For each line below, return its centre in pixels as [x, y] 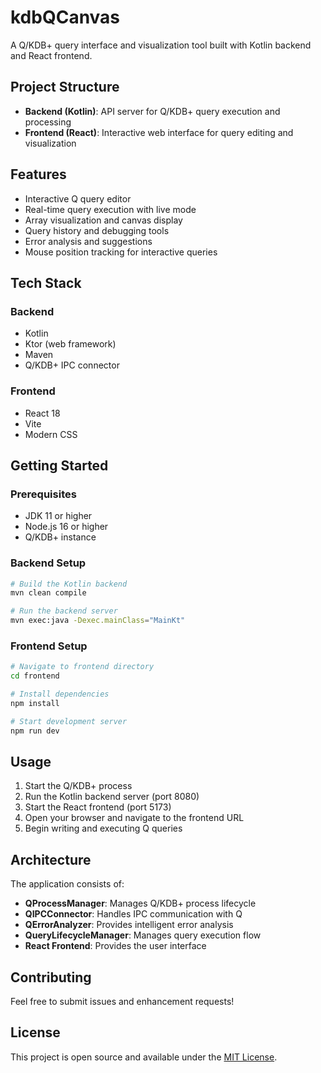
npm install [35, 703]
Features [38, 174]
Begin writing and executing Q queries [103, 828]
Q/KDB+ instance [60, 537]
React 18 [42, 413]
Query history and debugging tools [97, 230]
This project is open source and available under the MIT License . [144, 1057]
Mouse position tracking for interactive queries [121, 252]
